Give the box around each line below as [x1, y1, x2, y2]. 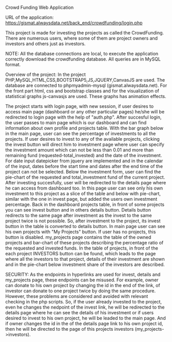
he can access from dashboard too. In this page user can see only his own [5, 185, 163, 191]
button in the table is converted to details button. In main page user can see [5, 223, 165, 229]
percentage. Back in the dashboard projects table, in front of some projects [5, 201, 165, 207]
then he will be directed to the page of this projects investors [5, 326, 134, 332]
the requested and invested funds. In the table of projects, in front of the [5, 245, 158, 251]
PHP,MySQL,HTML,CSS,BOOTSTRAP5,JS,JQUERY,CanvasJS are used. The [5, 77, 165, 83]
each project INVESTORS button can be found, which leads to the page [5, 251, 156, 256]
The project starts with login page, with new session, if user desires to [5, 103, 154, 109]
